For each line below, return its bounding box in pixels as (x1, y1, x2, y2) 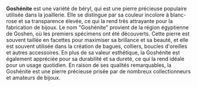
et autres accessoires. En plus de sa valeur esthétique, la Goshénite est (6, 49, 180, 56)
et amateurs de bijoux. (6, 74, 61, 81)
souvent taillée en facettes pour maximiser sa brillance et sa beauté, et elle (6, 37, 189, 43)
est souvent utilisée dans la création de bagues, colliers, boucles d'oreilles (6, 43, 188, 50)
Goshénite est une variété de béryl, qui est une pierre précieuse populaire (6, 5, 188, 12)
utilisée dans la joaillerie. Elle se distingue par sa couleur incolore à (6, 11, 169, 18)
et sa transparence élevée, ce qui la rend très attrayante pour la (18, 18, 173, 24)
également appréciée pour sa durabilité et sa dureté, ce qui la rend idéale (6, 56, 185, 62)
